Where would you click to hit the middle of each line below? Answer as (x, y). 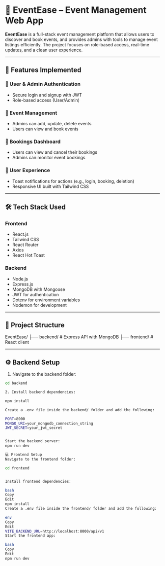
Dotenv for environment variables (46, 300)
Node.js (20, 279)
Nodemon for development (40, 305)
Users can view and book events (45, 129)
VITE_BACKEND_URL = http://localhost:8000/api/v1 (55, 531)
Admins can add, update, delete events (52, 123)
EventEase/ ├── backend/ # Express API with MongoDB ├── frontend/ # (79, 337)
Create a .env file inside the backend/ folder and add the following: (80, 410)
